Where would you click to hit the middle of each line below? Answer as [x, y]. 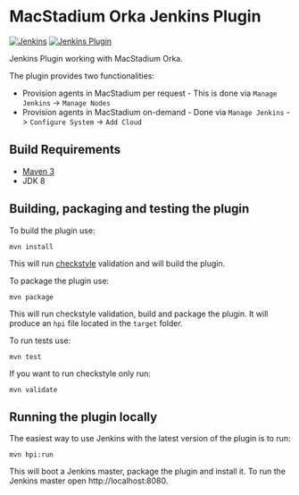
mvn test [25, 357]
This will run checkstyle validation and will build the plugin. [117, 263]
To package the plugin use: [59, 281]
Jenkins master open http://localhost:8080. [89, 481]
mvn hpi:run [31, 455]
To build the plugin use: [52, 231]
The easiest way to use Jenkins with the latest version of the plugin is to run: [150, 439]
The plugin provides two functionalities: [82, 76]
